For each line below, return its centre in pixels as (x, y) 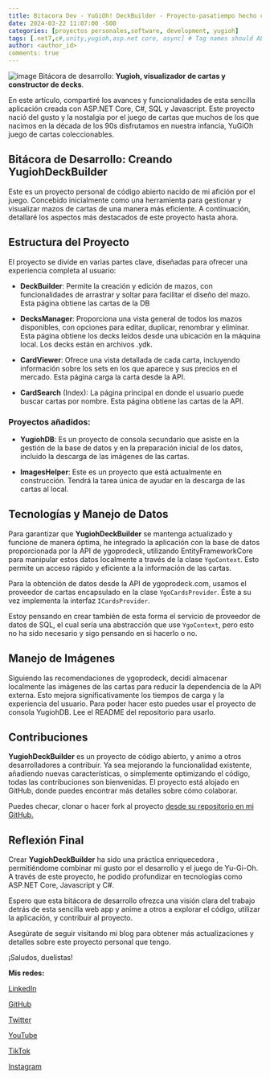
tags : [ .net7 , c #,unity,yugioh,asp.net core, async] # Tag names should (131, 38)
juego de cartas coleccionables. (61, 134)
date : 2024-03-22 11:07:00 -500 (62, 23)
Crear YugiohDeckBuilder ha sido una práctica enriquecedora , (114, 860)
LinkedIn (22, 989)
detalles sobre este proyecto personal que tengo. (90, 942)
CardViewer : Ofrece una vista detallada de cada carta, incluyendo (130, 359)
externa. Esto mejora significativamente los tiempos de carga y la (117, 695)
